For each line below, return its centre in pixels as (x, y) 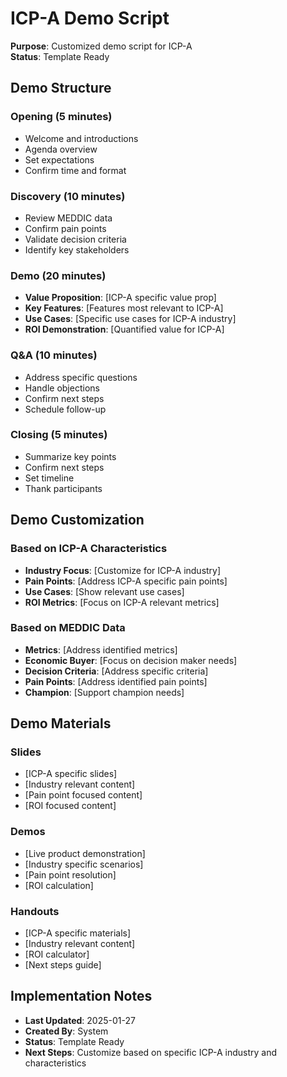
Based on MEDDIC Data (68, 628)
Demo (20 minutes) (58, 275)
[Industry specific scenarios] (84, 864)
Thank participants (63, 488)
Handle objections (62, 388)
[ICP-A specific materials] (78, 933)
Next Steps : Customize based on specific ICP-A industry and (151, 1052)
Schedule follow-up (65, 409)
